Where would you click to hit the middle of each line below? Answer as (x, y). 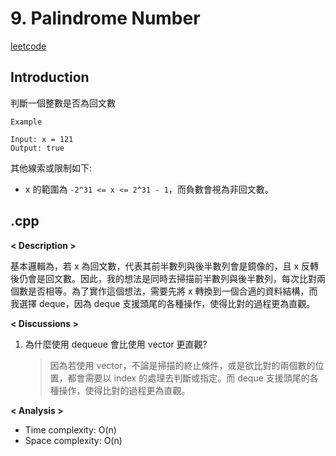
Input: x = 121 (42, 139)
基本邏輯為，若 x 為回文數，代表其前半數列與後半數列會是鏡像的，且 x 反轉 (165, 266)
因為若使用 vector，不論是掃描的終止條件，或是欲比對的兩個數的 (182, 365)
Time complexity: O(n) (70, 429)
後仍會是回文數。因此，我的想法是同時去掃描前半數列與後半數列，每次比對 (163, 278)
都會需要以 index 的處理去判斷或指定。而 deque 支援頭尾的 (188, 378)
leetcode (28, 46)
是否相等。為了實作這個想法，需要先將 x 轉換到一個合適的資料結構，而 (172, 291)
